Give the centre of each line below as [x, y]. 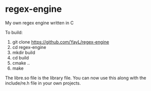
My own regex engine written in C [39, 23]
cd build [20, 57]
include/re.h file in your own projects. [43, 83]
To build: [14, 32]
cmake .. [21, 63]
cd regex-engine [29, 47]
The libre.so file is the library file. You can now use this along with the [76, 78]
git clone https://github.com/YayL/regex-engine [61, 42]
